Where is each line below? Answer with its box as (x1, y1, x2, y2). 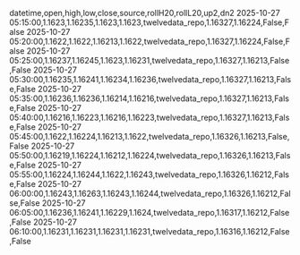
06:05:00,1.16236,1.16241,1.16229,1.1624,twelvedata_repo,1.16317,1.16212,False (9, 208, 290, 217)
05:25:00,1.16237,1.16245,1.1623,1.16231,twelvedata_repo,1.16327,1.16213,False (9, 55, 290, 65)
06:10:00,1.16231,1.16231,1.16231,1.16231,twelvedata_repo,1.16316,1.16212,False (9, 226, 290, 236)
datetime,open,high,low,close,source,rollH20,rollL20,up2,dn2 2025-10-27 (9, 8, 280, 18)
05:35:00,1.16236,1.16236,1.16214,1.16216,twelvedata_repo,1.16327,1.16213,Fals (9, 93, 289, 104)
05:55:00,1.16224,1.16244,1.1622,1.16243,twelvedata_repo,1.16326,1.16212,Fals (9, 169, 289, 180)
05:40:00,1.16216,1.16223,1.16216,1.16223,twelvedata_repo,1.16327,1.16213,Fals (9, 112, 290, 123)
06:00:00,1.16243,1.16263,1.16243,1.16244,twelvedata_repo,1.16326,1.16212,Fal (9, 188, 291, 199)
